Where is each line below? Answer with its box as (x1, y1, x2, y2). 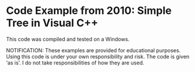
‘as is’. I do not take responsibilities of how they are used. (6, 59, 144, 66)
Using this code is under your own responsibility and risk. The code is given (6, 53, 190, 60)
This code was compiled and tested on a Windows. (6, 35, 130, 42)
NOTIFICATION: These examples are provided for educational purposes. (6, 46, 181, 53)
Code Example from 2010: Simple (6, 4, 172, 17)
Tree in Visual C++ (6, 16, 99, 30)
